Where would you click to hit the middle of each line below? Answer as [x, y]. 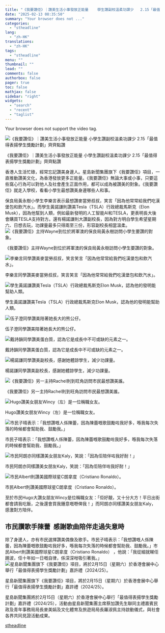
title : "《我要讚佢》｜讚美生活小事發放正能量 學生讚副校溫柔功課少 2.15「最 [81, 10]
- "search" [21, 105]
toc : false [16, 87]
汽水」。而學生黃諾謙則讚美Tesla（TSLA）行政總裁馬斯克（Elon [86, 207]
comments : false [22, 74]
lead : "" [14, 69]
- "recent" [21, 110]
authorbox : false [23, 78]
